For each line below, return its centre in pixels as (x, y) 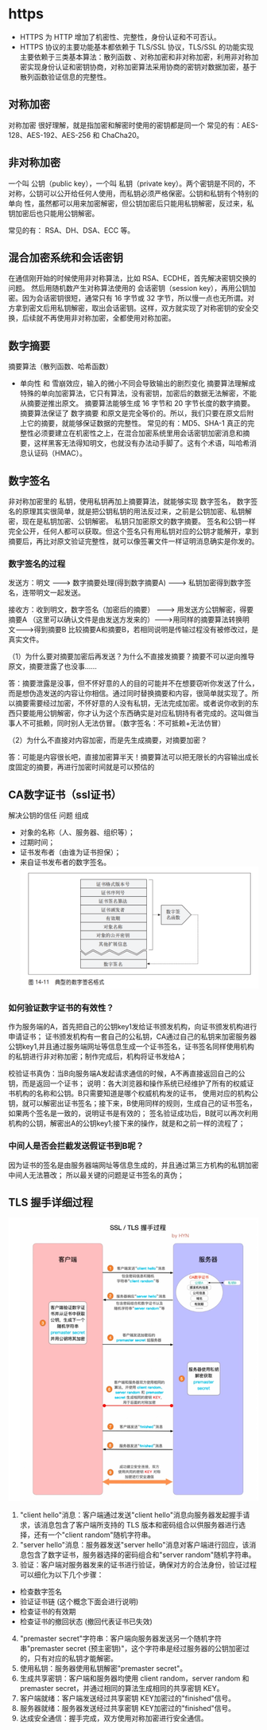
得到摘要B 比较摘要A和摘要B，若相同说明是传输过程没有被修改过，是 (146, 630)
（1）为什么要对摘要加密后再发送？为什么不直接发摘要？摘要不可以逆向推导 (132, 657)
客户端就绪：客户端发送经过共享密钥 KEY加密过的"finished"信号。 (128, 1698)
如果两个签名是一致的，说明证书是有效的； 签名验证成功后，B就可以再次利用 (133, 1114)
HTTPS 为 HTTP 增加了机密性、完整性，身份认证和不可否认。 (120, 37)
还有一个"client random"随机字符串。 (95, 1535)
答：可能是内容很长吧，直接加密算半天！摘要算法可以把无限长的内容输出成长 (133, 757)
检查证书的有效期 (48, 1612)
